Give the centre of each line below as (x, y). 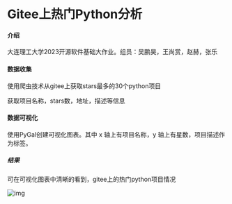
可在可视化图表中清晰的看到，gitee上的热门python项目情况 (92, 179)
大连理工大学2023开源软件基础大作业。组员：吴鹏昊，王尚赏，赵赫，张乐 (113, 52)
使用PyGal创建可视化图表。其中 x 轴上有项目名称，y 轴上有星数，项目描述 (113, 134)
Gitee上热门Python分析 (75, 14)
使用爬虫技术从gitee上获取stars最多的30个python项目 (84, 86)
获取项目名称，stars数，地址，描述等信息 (66, 101)
